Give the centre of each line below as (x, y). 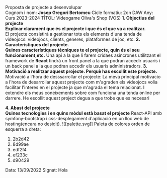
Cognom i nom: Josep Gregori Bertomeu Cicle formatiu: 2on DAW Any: (79, 13)
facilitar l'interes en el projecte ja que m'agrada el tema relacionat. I (75, 87)
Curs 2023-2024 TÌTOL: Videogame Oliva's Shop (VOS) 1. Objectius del (80, 18)
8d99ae (21, 144)
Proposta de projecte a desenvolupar (44, 7)
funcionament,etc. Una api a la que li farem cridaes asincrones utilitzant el (83, 55)
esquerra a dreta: (23, 129)
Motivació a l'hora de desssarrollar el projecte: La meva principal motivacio (83, 77)
